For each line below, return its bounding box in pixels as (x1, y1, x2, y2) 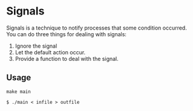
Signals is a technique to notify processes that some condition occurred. (6, 24, 188, 31)
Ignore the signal (15, 42, 57, 49)
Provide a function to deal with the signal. (15, 55, 119, 62)
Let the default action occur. (15, 48, 86, 55)
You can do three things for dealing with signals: (6, 30, 127, 37)
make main (6, 89, 31, 95)
